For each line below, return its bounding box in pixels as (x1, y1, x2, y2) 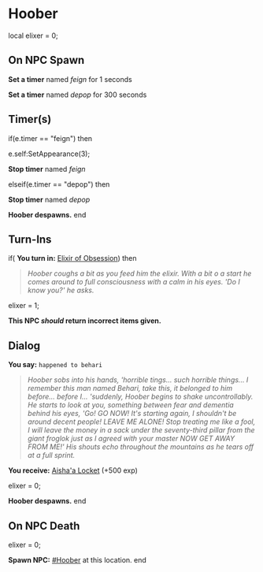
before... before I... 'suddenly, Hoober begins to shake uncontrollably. (27, 392, 254, 402)
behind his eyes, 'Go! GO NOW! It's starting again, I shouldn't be (27, 409, 237, 418)
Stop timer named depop (8, 195, 91, 204)
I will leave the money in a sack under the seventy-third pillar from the (27, 425, 255, 435)
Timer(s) (8, 113, 52, 126)
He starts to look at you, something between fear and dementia (27, 400, 234, 410)
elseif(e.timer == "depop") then (8, 179, 110, 189)
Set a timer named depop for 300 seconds (8, 90, 147, 99)
